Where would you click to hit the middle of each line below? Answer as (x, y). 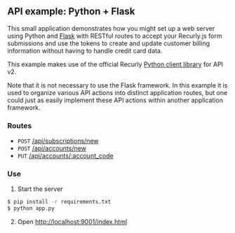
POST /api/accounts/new (52, 148)
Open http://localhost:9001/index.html (72, 222)
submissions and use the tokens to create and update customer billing (109, 43)
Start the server (40, 189)
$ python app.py (31, 209)
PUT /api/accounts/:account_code (65, 156)
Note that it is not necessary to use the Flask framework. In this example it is (117, 85)
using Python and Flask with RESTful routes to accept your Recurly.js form (115, 36)
